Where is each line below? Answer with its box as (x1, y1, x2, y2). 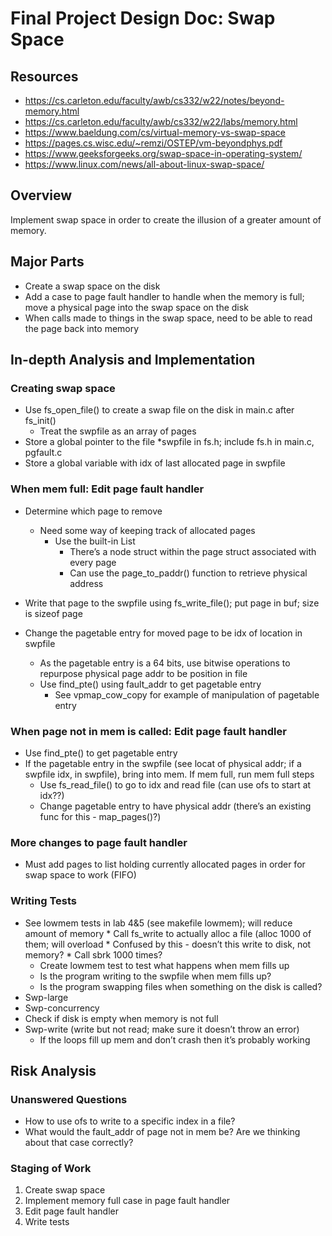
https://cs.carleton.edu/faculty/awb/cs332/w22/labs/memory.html (24, 116, 298, 127)
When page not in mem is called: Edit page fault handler (10, 724, 287, 738)
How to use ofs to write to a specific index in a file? (24, 1115, 236, 1127)
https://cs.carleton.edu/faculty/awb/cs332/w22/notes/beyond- (24, 95, 285, 106)
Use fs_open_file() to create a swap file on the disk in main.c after (24, 404, 295, 416)
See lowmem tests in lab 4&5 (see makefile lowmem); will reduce (24, 917, 293, 929)
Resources (10, 68, 79, 85)
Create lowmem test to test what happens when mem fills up (39, 959, 290, 971)
